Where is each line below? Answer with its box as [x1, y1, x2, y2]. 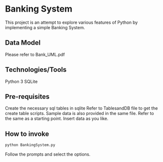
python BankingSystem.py [5, 143, 55, 147]
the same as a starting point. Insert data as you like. [5, 115, 109, 122]
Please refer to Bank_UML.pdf [5, 51, 65, 57]
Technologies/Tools [5, 65, 67, 74]
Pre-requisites [5, 92, 50, 100]
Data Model [5, 39, 41, 47]
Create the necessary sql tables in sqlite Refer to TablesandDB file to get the [5, 105, 158, 111]
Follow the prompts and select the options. [5, 151, 91, 157]
